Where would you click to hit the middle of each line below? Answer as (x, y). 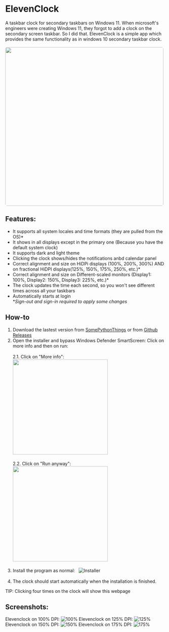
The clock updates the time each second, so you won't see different (84, 285)
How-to (17, 318)
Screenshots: (27, 607)
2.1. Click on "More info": (38, 356)
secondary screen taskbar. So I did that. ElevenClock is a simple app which (83, 34)
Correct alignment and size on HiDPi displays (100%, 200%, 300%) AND (88, 263)
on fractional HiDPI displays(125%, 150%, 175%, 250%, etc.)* (76, 269)
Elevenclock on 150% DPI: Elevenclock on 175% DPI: (69, 624)
